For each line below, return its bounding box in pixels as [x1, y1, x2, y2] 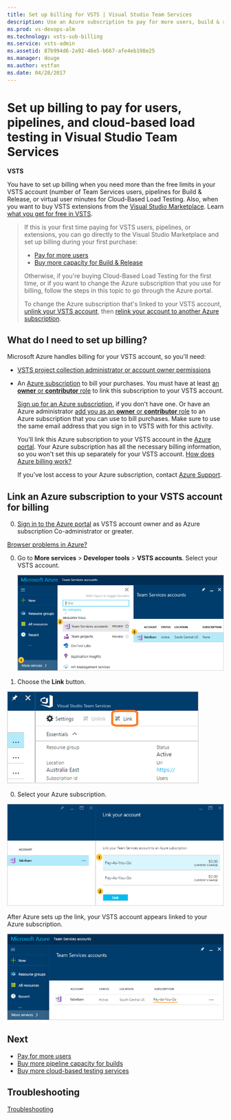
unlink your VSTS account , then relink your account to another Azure [23, 307, 219, 315]
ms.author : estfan [7, 62, 60, 69]
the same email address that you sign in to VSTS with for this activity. [16, 422, 214, 431]
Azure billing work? [16, 458, 72, 466]
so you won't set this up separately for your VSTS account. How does [16, 450, 215, 458]
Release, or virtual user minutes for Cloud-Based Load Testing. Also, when [7, 195, 219, 203]
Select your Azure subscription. [16, 790, 107, 798]
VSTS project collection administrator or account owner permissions [16, 366, 211, 374]
